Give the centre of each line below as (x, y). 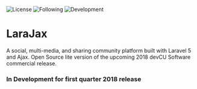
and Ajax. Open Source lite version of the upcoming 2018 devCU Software (98, 57)
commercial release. (32, 63)
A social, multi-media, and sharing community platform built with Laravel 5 (99, 50)
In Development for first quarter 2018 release (74, 79)
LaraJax (27, 34)
